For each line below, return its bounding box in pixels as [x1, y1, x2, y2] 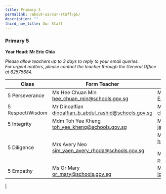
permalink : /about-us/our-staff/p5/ [5, 12, 81, 17]
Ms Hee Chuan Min [52, 89, 97, 96]
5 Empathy [7, 167, 33, 174]
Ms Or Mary [52, 164, 80, 171]
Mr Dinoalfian [52, 103, 84, 110]
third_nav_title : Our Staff [5, 21, 63, 26]
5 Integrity [7, 120, 32, 127]
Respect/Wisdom [7, 109, 48, 116]
